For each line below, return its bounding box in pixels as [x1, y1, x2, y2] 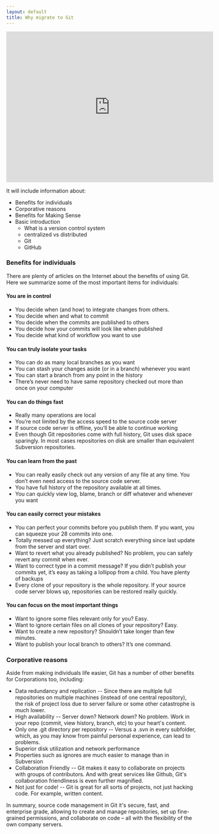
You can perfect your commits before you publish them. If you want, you [14, 523, 195, 531]
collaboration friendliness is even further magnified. [14, 777, 143, 785]
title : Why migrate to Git [6, 14, 74, 21]
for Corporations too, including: [6, 676, 84, 683]
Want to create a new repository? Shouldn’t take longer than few [14, 628, 174, 635]
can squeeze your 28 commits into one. [14, 530, 113, 537]
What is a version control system [23, 224, 105, 232]
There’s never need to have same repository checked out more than [14, 378, 184, 385]
